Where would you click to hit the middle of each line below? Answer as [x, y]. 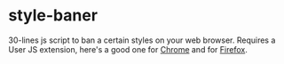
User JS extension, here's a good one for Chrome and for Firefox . [128, 49]
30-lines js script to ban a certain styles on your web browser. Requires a [142, 40]
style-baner [53, 16]
